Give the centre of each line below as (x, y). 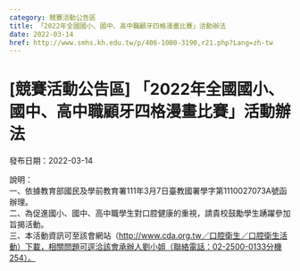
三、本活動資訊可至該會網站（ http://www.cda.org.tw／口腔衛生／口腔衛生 (145, 236)
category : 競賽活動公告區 (53, 17)
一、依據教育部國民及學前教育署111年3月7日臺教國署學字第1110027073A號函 (148, 191)
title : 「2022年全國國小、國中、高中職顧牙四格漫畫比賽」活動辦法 (117, 26)
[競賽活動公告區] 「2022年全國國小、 (146, 89)
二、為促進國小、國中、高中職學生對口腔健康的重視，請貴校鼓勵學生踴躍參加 (150, 213)
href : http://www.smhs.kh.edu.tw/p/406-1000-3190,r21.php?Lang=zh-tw (142, 42)
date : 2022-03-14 (42, 34)
